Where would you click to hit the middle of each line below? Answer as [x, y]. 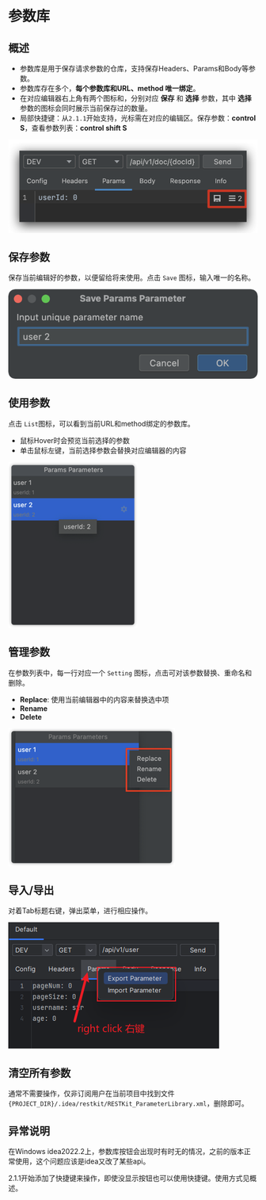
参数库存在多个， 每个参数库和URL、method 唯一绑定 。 [110, 88]
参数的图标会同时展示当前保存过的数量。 [85, 108]
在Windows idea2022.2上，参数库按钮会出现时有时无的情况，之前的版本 [126, 1152]
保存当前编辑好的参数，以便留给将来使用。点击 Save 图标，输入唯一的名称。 [132, 277]
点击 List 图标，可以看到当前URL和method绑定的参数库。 [102, 423]
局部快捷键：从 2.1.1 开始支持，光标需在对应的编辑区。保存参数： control [137, 118]
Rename [34, 708]
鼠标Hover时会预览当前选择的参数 [75, 440]
